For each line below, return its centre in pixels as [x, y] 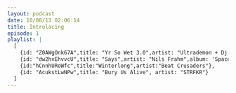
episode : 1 [23, 33]
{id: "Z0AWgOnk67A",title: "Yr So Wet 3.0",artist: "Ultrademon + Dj [124, 53]
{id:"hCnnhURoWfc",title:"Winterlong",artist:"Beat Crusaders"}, [118, 66]
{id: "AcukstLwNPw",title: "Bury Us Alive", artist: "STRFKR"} [114, 72]
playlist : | [25, 40]
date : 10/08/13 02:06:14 [44, 20]
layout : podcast [31, 14]
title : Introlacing [36, 27]
